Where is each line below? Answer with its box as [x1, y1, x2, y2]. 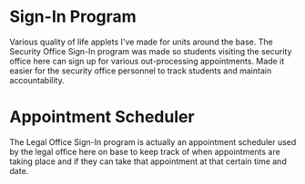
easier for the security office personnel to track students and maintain [9, 65, 272, 76]
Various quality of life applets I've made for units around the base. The [9, 36, 273, 47]
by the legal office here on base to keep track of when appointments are [9, 146, 280, 157]
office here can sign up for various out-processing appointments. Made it [9, 55, 285, 66]
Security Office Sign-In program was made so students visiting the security [9, 45, 292, 56]
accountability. [9, 74, 66, 85]
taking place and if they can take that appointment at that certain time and [9, 156, 287, 167]
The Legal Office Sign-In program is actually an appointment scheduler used [9, 136, 297, 147]
